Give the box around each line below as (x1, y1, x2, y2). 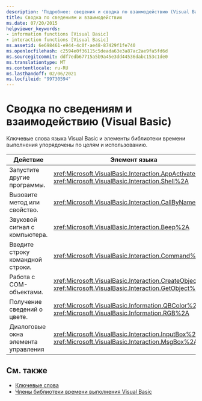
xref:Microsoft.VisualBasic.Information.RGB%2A (53, 309, 189, 317)
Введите (9, 241, 34, 249)
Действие (13, 156, 44, 164)
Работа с (9, 273, 35, 281)
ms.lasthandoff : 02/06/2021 (6, 71, 77, 77)
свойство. (9, 206, 39, 214)
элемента (9, 338, 38, 346)
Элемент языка (110, 156, 158, 164)
